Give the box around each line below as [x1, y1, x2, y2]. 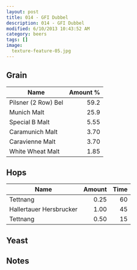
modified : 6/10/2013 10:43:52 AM [6, 25, 90, 32]
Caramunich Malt [9, 127, 58, 136]
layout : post [6, 8, 39, 15]
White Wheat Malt [9, 147, 60, 155]
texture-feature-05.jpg [11, 48, 71, 54]
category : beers [6, 31, 47, 37]
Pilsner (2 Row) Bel [9, 98, 64, 106]
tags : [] [6, 37, 28, 43]
